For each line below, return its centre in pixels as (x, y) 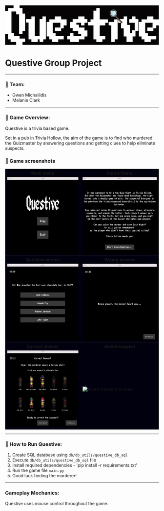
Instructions (120, 173)
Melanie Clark (26, 100)
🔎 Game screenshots (30, 161)
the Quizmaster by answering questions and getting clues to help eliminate (80, 143)
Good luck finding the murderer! (44, 476)
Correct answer (43, 346)
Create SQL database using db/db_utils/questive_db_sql (70, 455)
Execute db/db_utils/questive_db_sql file (54, 460)
